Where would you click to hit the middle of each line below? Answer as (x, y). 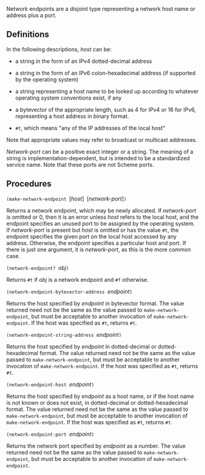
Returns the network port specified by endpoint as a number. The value (96, 446)
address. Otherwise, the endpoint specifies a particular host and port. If (96, 243)
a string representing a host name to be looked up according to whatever (107, 91)
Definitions (28, 35)
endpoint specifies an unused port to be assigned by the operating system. (101, 223)
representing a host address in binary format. (72, 116)
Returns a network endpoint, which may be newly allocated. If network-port (101, 210)
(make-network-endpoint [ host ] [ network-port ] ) (67, 199)
